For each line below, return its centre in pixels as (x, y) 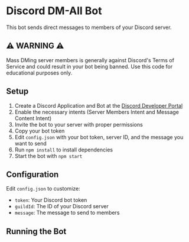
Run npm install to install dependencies (64, 150)
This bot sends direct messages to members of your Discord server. (89, 27)
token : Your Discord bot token (51, 200)
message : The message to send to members (67, 213)
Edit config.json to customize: (43, 189)
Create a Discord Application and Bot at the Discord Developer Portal (99, 105)
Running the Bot (36, 231)
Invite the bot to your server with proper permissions (79, 124)
